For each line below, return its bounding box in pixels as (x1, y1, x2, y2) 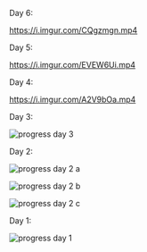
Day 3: (9, 112, 34, 122)
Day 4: (9, 77, 34, 88)
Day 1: (9, 215, 32, 226)
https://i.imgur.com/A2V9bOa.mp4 (9, 94, 136, 105)
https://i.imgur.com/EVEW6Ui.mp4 (9, 60, 136, 70)
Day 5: (9, 42, 33, 53)
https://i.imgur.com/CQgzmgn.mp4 (9, 25, 138, 35)
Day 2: (9, 147, 34, 156)
